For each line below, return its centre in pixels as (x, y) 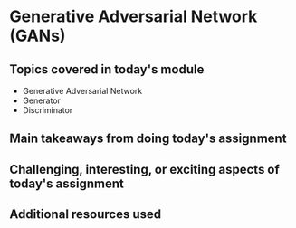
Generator (42, 100)
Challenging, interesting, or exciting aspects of (145, 169)
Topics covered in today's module (107, 69)
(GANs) (38, 36)
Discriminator (48, 110)
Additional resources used (86, 214)
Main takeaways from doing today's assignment (148, 139)
